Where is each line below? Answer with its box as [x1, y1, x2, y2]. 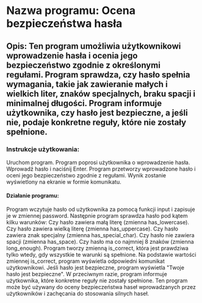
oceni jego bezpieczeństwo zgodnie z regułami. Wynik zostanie [6, 171, 167, 179]
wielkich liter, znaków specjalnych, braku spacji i [6, 88, 196, 99]
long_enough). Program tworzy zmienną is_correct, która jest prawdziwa [6, 244, 189, 252]
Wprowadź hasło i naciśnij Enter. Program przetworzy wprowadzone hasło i [6, 165, 196, 173]
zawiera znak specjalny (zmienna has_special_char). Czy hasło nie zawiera [6, 232, 195, 239]
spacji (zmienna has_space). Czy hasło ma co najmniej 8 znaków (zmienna [6, 238, 194, 246]
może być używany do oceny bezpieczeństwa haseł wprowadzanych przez [6, 283, 197, 291]
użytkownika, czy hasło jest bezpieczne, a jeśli [6, 107, 188, 118]
